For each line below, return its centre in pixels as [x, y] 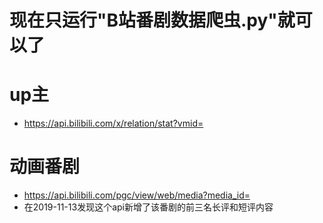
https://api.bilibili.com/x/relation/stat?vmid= [113, 123]
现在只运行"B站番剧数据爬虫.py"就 [152, 20]
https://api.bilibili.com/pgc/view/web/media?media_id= [137, 195]
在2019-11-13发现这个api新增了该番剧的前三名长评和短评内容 [148, 207]
